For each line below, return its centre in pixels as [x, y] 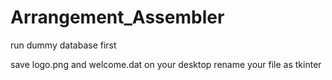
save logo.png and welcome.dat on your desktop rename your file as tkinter [166, 64]
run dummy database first [63, 45]
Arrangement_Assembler [117, 17]
